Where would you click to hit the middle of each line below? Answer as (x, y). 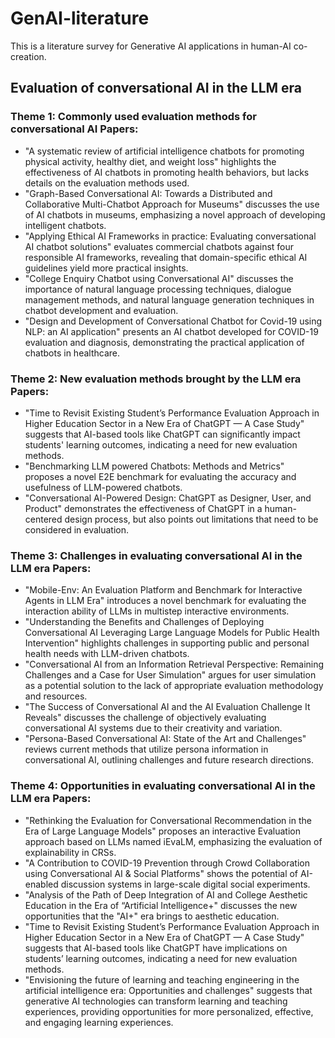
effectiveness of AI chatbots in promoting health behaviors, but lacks (167, 172)
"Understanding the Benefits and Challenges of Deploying (144, 622)
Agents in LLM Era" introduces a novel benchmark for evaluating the (165, 601)
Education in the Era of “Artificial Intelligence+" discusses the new (161, 905)
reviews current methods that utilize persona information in (146, 749)
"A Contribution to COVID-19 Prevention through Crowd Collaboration (167, 863)
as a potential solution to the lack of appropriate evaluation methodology (174, 686)
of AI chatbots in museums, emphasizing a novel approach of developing (175, 214)
